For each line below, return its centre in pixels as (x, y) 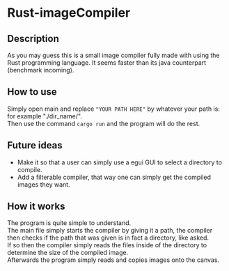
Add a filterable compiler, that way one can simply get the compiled (114, 177)
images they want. (44, 184)
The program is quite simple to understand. (69, 223)
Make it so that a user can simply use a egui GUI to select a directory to (120, 162)
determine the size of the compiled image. (68, 253)
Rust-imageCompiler (69, 13)
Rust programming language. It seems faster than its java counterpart (107, 63)
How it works (36, 207)
